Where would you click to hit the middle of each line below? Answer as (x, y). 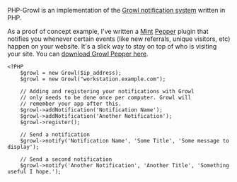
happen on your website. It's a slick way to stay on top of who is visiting (112, 46)
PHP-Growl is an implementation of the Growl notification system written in (116, 10)
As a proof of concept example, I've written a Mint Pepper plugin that (108, 31)
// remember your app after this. (71, 104)
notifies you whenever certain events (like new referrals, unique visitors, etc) (119, 39)
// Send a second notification (66, 159)
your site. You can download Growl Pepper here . (78, 54)
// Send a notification (55, 135)
